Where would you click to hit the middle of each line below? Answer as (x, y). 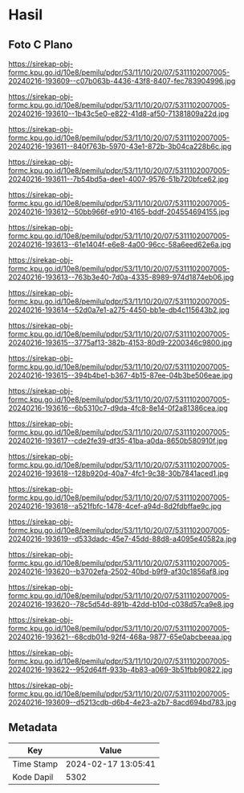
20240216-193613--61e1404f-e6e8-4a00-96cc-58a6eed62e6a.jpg (120, 244)
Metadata (33, 727)
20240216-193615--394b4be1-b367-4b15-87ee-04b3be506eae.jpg (120, 375)
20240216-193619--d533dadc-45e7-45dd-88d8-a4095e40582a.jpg (122, 539)
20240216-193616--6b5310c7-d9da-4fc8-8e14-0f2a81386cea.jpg (118, 408)
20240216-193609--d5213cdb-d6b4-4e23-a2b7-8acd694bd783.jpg (122, 702)
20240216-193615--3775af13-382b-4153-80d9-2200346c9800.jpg (120, 343)
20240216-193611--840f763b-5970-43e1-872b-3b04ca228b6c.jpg (120, 146)
